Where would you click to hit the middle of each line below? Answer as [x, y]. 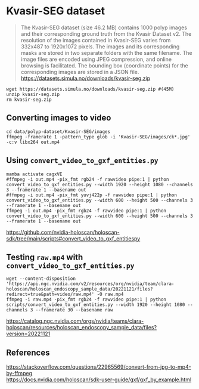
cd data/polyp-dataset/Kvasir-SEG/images [58, 132]
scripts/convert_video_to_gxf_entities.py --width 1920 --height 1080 [96, 305]
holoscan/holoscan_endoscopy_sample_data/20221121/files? [80, 289]
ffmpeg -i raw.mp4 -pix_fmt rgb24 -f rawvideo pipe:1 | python [86, 300]
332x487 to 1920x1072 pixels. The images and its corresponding [100, 47]
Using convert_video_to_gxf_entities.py [82, 160]
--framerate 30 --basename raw [74, 310]
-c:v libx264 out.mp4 [33, 142]
